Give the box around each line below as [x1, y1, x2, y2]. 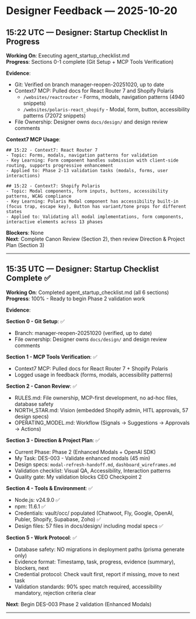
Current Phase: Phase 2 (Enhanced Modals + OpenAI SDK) [14, 448, 156, 455]
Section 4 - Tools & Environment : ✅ [6, 484, 93, 491]
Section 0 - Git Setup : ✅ [6, 317, 65, 324]
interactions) [6, 173, 41, 179]
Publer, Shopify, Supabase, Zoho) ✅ [14, 515, 101, 522]
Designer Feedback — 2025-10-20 [6, 4, 178, 18]
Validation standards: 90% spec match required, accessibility [14, 583, 162, 590]
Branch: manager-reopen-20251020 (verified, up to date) [14, 329, 152, 336]
